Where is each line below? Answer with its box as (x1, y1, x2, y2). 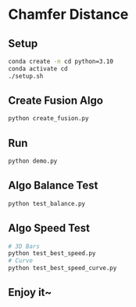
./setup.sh (8, 72, 44, 80)
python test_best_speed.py (8, 250, 96, 258)
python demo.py (8, 157, 58, 166)
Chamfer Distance (8, 5, 129, 24)
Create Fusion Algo (8, 94, 104, 108)
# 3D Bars (8, 242, 41, 250)
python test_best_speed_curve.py (8, 265, 117, 272)
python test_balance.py (8, 199, 86, 207)
